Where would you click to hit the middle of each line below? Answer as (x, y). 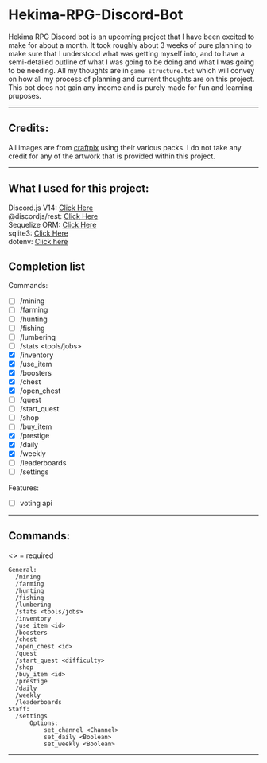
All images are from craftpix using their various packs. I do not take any (125, 147)
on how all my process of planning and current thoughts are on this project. (132, 79)
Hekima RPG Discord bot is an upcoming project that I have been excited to (132, 37)
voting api (36, 503)
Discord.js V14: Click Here (51, 208)
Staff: (19, 709)
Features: (24, 488)
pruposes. (25, 95)
